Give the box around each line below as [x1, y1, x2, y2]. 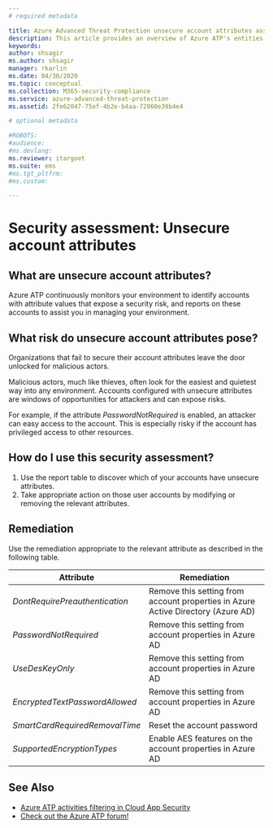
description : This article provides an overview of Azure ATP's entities [8, 34, 264, 42]
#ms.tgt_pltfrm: [8, 169, 63, 177]
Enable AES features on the [149, 733, 253, 744]
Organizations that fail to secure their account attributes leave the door [8, 353, 246, 363]
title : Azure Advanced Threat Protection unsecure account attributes [8, 26, 253, 35]
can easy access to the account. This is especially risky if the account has [8, 419, 258, 429]
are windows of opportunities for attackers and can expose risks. [8, 394, 227, 404]
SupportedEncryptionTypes [12, 743, 118, 754]
